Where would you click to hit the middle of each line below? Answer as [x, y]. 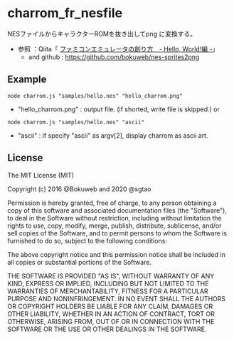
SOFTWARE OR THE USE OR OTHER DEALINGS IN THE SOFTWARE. [107, 329]
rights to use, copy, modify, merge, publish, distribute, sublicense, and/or [115, 226]
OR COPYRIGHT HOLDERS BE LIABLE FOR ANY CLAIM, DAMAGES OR [110, 306]
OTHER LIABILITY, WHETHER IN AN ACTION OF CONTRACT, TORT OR [111, 314]
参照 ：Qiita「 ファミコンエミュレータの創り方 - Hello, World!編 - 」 [118, 49]
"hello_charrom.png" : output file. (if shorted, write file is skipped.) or [119, 109]
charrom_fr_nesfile [65, 13]
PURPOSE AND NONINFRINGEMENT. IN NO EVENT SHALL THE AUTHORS [117, 298]
